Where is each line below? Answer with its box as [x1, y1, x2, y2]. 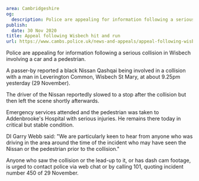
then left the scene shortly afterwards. [6, 98, 99, 105]
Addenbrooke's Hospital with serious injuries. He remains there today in [6, 115, 181, 122]
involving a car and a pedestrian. [6, 56, 86, 63]
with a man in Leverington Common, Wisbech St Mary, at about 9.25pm [6, 73, 181, 80]
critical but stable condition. [6, 121, 74, 128]
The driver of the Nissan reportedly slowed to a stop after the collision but [6, 91, 187, 98]
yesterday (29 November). [6, 80, 70, 87]
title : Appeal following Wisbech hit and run [6, 33, 120, 39]
